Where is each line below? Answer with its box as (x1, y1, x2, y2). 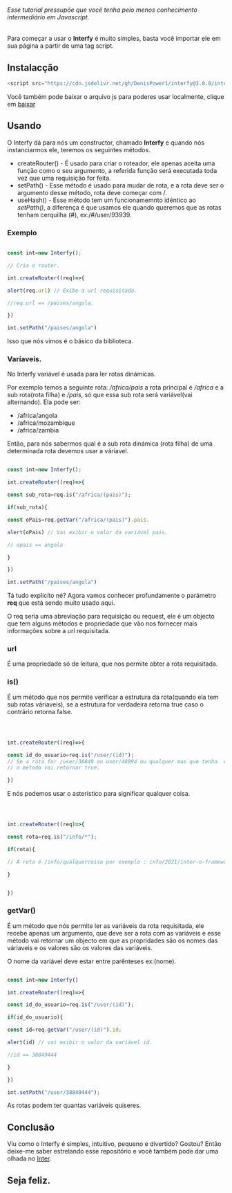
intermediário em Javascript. (7, 12, 90, 21)
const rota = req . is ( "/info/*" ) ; (7, 834, 97, 841)
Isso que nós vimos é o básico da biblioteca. (7, 337, 133, 345)
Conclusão (7, 1121, 55, 1133)
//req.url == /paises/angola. (7, 300, 95, 307)
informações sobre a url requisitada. (7, 627, 110, 635)
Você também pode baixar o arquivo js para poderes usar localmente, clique (7, 92, 224, 100)
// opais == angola (7, 541, 64, 548)
